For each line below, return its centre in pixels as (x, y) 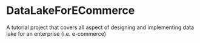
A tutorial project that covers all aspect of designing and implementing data (100, 27)
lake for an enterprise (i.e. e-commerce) (56, 33)
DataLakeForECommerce (71, 11)
